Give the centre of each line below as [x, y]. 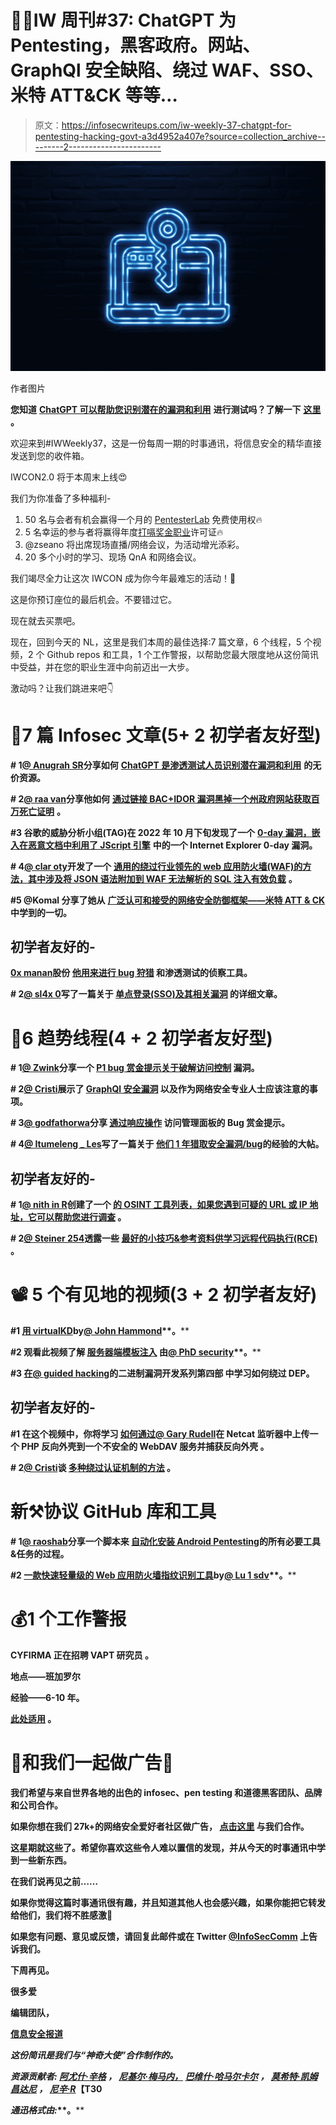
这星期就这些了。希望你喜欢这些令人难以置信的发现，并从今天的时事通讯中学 [168, 1847]
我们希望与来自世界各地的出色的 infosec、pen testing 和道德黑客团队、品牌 [166, 1792]
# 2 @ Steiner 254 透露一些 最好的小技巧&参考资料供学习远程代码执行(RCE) [164, 1238]
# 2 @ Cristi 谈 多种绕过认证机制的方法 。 [93, 1467]
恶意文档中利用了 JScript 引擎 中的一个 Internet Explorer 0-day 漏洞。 [172, 845]
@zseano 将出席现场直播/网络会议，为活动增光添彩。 [134, 544]
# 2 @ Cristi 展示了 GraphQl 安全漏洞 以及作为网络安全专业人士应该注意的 [160, 1089]
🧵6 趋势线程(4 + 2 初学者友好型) [141, 1038]
